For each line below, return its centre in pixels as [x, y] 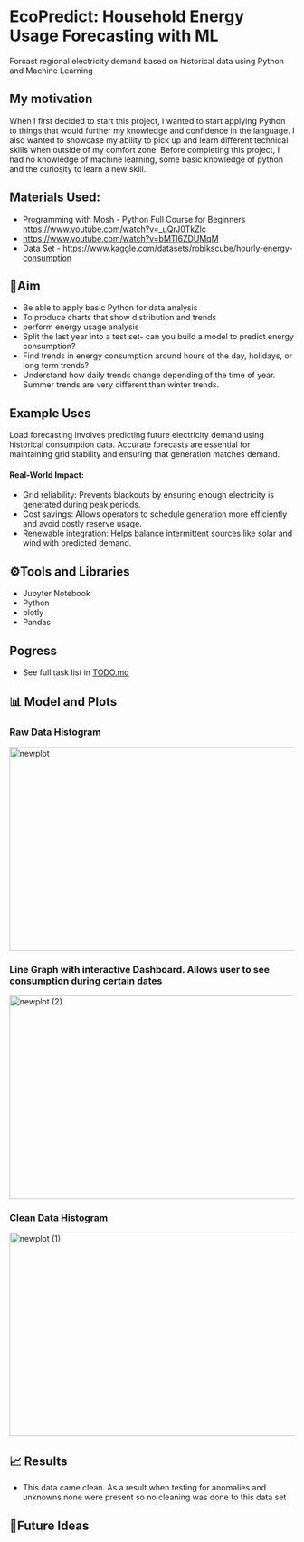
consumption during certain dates [86, 981]
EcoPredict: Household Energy [127, 17]
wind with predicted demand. [77, 543]
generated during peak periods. [81, 505]
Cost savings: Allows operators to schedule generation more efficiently [155, 514]
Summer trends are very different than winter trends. [121, 385]
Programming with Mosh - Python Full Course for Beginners [134, 219]
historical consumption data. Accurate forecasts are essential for [130, 444]
